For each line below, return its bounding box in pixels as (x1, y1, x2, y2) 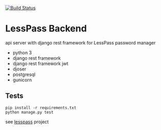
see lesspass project (5, 118, 49, 125)
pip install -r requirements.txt (5, 105, 77, 110)
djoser (12, 66, 27, 72)
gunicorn (12, 77, 32, 83)
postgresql (12, 71, 36, 77)
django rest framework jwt (12, 60, 68, 67)
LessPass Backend (5, 23, 87, 34)
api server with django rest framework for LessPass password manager (5, 39, 156, 46)
